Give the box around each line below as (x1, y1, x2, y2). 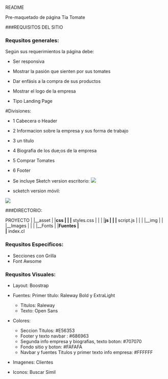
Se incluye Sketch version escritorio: (12, 178, 90, 184)
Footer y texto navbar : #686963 (20, 332, 89, 339)
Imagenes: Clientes (12, 359, 54, 365)
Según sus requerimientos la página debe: (5, 49, 94, 55)
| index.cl (5, 228, 25, 234)
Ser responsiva (12, 58, 45, 64)
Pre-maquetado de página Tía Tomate (5, 14, 85, 20)
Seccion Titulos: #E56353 (20, 327, 75, 333)
